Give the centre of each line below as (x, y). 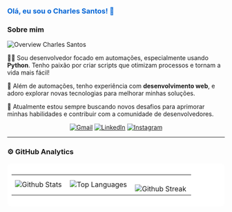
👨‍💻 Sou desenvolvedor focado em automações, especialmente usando (108, 58)
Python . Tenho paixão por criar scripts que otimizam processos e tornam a (114, 66)
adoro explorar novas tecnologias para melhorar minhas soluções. (101, 93)
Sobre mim (26, 29)
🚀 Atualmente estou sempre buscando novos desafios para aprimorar (106, 107)
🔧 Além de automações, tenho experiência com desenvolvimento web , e (111, 86)
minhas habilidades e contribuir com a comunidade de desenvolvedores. (110, 114)
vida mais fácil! (29, 73)
